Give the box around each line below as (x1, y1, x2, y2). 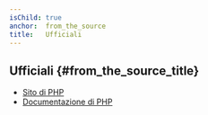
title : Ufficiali (9, 30, 82, 39)
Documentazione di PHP (22, 96, 113, 108)
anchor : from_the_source (9, 22, 106, 31)
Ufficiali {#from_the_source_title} (9, 63, 200, 78)
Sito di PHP (22, 87, 65, 98)
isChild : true (9, 13, 63, 22)
